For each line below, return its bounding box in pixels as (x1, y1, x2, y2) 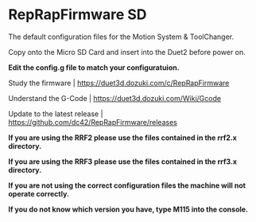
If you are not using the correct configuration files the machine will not (8, 181, 246, 190)
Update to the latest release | (8, 109, 103, 119)
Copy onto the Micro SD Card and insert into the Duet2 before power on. (8, 47, 246, 56)
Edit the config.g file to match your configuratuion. (8, 62, 180, 72)
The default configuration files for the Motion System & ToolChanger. (8, 32, 235, 41)
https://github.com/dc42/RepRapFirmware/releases (8, 117, 177, 127)
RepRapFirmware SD (8, 6, 147, 24)
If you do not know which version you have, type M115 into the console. (8, 204, 249, 214)
